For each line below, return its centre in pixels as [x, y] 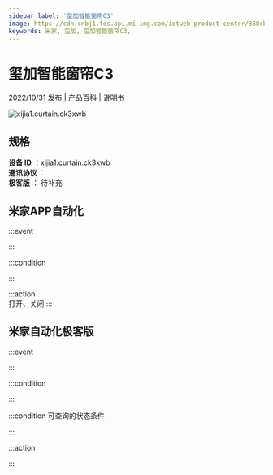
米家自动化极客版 [51, 332]
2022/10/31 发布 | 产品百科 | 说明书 [67, 97]
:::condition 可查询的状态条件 [57, 416]
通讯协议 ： [27, 173]
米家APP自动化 [46, 211]
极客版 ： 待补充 [35, 183]
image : [19, 24]
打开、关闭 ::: [30, 303]
